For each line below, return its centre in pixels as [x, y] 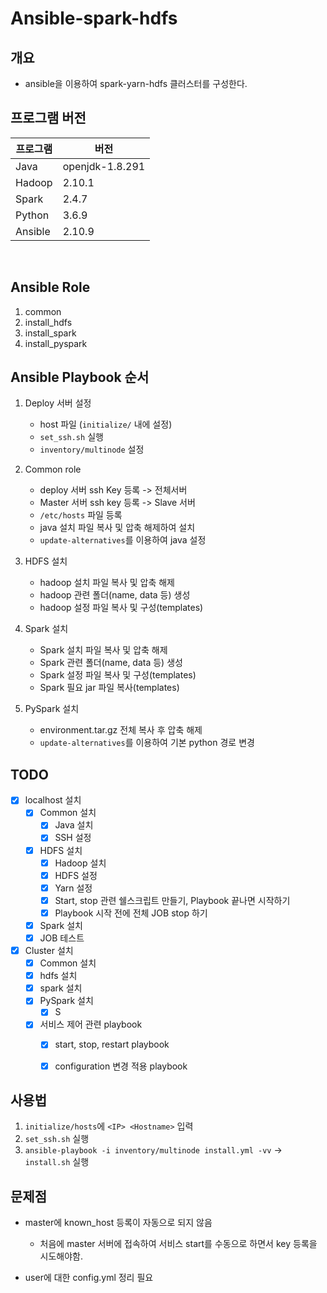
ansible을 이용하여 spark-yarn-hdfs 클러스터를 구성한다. [136, 83]
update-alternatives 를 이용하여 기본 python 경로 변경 [147, 743]
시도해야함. [61, 1256]
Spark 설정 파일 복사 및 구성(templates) [118, 675]
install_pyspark [56, 343]
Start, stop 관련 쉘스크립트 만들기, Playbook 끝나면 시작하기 [172, 900]
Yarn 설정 [73, 888]
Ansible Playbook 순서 [80, 377]
